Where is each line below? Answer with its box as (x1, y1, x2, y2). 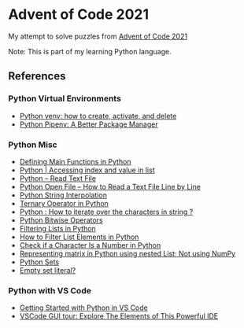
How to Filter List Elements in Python (19, 232, 139, 241)
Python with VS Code (8, 285, 92, 296)
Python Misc (8, 139, 57, 150)
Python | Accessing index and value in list (19, 165, 155, 175)
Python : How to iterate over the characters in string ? (19, 207, 194, 216)
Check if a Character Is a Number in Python (19, 240, 161, 249)
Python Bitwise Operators (19, 215, 104, 225)
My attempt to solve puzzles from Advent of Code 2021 (8, 31, 187, 41)
